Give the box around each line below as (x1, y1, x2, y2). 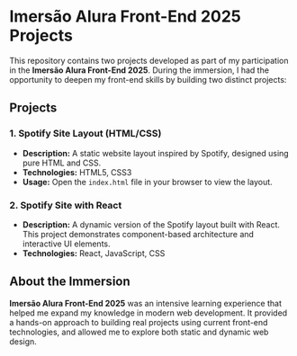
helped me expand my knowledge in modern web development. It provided (9, 307, 288, 318)
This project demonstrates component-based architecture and (22, 228, 255, 239)
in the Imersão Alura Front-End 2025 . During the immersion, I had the (9, 65, 270, 76)
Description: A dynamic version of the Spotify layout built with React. (22, 218, 281, 230)
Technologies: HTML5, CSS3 (22, 166, 132, 177)
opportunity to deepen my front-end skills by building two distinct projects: (9, 74, 287, 85)
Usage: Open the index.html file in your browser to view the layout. (22, 176, 273, 187)
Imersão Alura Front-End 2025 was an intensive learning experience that (9, 298, 282, 308)
